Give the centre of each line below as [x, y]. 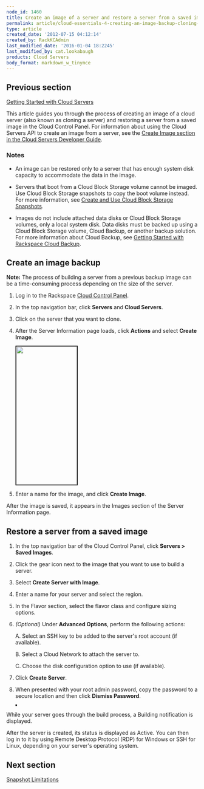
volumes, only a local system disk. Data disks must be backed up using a [106, 224]
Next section [31, 765]
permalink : [20, 23]
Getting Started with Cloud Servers [50, 102]
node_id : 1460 [24, 12]
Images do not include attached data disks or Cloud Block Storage [98, 218]
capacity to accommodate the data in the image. [76, 175]
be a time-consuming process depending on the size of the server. [90, 284]
